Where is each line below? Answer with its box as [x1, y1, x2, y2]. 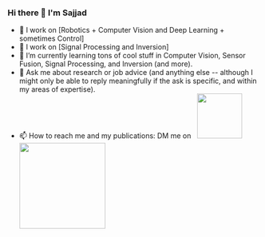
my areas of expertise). [18, 85, 96, 94]
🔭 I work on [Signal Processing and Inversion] [18, 42, 169, 52]
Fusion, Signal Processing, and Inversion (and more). [18, 59, 193, 69]
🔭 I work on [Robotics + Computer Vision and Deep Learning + [18, 26, 225, 35]
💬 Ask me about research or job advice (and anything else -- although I [18, 68, 253, 77]
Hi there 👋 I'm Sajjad [7, 7, 87, 18]
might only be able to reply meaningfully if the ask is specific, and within [18, 76, 257, 86]
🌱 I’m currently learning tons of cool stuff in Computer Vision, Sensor [18, 51, 246, 61]
